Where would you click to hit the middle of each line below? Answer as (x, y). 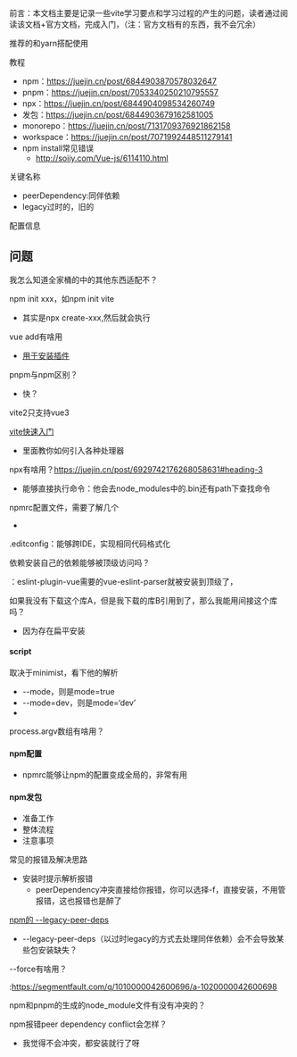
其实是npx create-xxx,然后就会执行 (86, 317)
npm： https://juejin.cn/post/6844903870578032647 (119, 81)
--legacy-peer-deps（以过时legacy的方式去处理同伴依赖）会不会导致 (149, 939)
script (21, 652)
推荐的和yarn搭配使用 (49, 43)
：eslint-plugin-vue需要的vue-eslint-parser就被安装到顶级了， (124, 581)
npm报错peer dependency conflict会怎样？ (88, 1024)
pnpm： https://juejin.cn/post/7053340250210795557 (120, 92)
